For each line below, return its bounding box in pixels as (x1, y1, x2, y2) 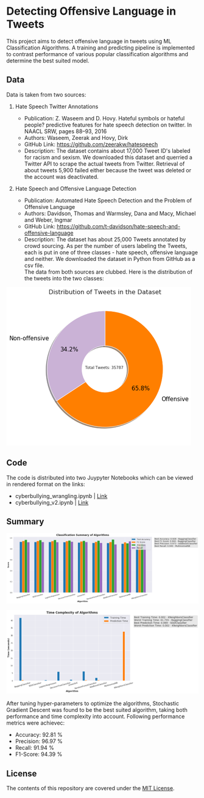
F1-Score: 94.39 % (15, 750, 63, 758)
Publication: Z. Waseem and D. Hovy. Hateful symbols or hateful (24, 114, 185, 122)
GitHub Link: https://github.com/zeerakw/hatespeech (24, 141, 158, 148)
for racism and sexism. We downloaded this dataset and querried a (24, 153, 193, 161)
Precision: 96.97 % (15, 738, 63, 745)
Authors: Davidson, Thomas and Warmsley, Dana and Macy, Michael (24, 210, 196, 217)
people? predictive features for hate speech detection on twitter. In (24, 121, 192, 128)
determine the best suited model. (6, 57, 90, 64)
